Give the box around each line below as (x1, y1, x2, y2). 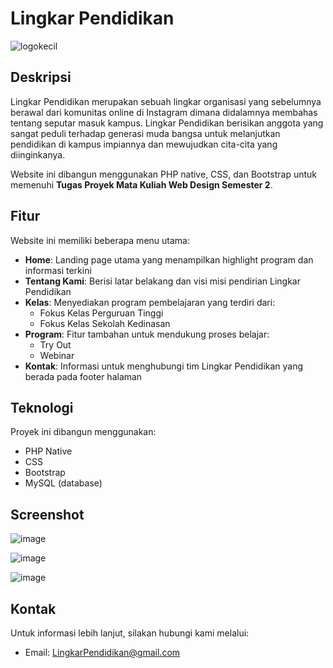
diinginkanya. (10, 148, 66, 161)
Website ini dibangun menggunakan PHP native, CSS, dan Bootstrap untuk (10, 168, 317, 180)
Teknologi (10, 399, 74, 416)
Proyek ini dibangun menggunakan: (10, 426, 157, 438)
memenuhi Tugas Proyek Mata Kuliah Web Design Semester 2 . (10, 178, 273, 191)
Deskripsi (10, 69, 72, 86)
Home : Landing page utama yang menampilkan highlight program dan (24, 253, 314, 266)
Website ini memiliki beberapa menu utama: (10, 234, 190, 246)
